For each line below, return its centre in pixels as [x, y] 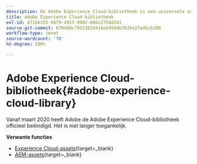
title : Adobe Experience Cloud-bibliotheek [60, 17]
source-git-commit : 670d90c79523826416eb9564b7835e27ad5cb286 [84, 28]
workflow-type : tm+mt [33, 33]
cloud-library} [41, 103]
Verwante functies [29, 137]
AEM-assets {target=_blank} [48, 154]
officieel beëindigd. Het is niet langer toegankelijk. [67, 125]
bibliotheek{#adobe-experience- [89, 91]
